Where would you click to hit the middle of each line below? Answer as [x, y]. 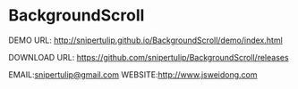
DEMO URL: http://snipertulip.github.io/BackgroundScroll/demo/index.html [145, 40]
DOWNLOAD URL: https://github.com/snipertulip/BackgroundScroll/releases [149, 57]
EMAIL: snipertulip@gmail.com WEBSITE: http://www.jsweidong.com [133, 74]
